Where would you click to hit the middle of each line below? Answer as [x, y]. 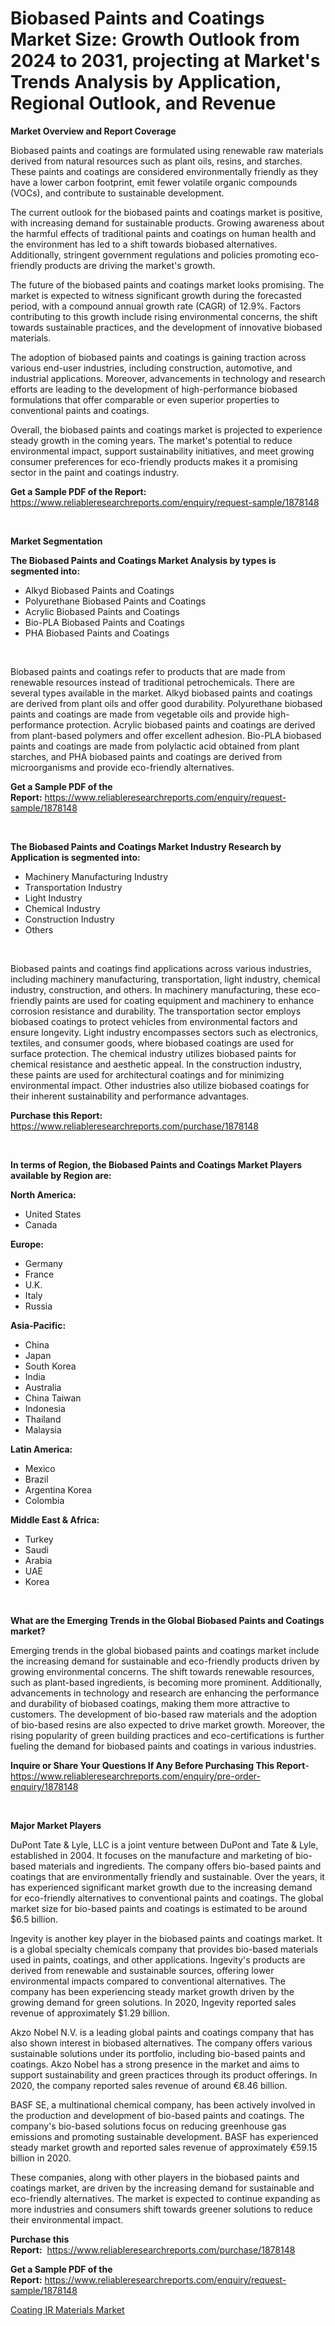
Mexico [40, 1468]
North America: [43, 1194]
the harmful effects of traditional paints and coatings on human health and [163, 233]
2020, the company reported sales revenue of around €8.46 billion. [149, 2085]
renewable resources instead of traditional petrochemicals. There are [152, 682]
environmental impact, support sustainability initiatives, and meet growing [162, 451]
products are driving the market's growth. [130, 265]
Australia [43, 1387]
